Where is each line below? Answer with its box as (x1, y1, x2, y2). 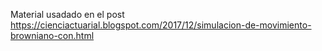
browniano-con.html (10, 30, 95, 41)
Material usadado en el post (10, 9, 125, 20)
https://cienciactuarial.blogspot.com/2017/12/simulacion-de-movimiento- (10, 19, 312, 31)
